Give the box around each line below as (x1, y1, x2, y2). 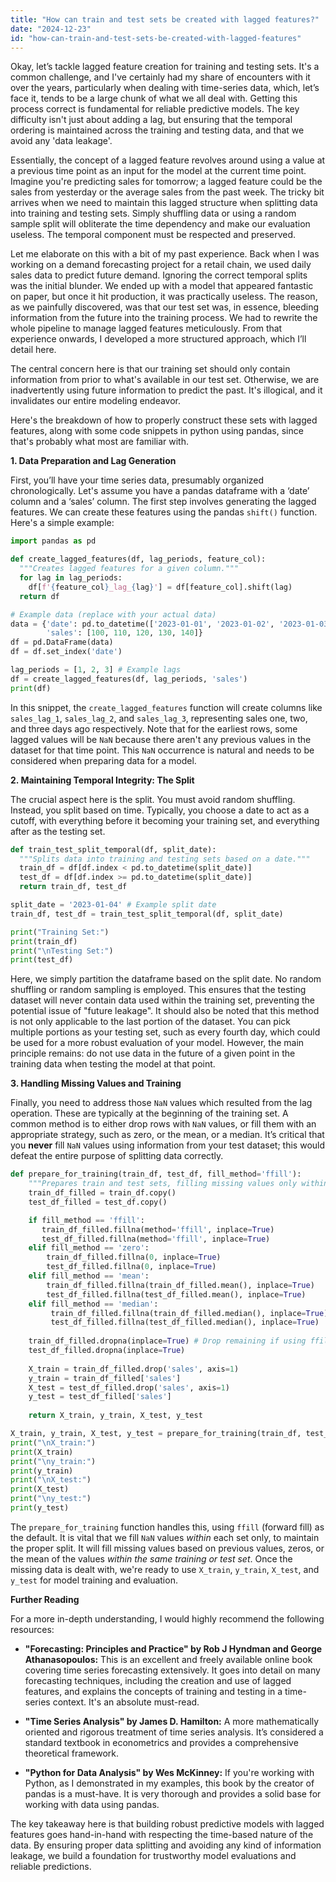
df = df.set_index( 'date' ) (10, 647, 123, 657)
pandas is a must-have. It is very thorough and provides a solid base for (24, 1787, 322, 1800)
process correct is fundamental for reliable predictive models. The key (10, 103, 300, 115)
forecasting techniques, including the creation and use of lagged (24, 1674, 292, 1686)
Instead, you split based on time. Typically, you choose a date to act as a (10, 804, 310, 816)
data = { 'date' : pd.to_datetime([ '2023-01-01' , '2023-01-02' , (10, 619, 275, 629)
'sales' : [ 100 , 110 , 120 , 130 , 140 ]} (46, 628, 203, 638)
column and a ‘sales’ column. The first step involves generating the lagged (10, 496, 317, 508)
